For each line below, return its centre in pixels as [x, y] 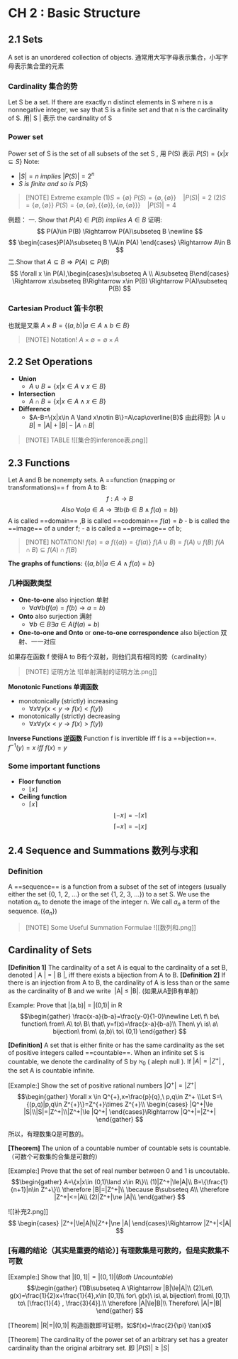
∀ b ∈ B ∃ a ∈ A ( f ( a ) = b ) [64, 624]
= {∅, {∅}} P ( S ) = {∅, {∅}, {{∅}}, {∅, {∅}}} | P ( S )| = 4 [101, 205]
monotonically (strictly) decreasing [69, 716]
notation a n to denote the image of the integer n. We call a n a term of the [114, 902]
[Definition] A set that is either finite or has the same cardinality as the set [116, 1045]
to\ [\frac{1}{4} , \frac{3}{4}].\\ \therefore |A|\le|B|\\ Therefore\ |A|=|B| [120, 1303]
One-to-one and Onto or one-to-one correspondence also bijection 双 [123, 633]
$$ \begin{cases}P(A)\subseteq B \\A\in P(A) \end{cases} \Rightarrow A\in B [120, 242]
